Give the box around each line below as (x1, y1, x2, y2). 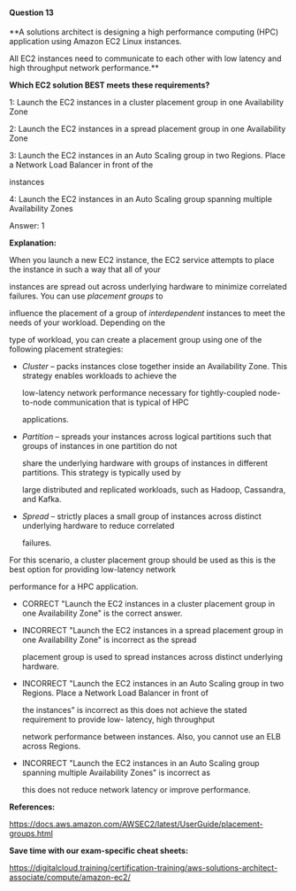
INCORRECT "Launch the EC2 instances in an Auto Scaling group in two (21, 678, 285, 689)
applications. (21, 415, 69, 425)
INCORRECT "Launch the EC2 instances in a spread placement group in (21, 625, 284, 636)
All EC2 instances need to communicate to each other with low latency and (9, 53, 282, 64)
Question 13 (9, 7, 55, 18)
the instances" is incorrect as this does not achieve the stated (21, 705, 247, 716)
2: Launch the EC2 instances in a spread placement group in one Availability (9, 124, 286, 135)
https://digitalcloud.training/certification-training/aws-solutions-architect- (9, 863, 278, 873)
